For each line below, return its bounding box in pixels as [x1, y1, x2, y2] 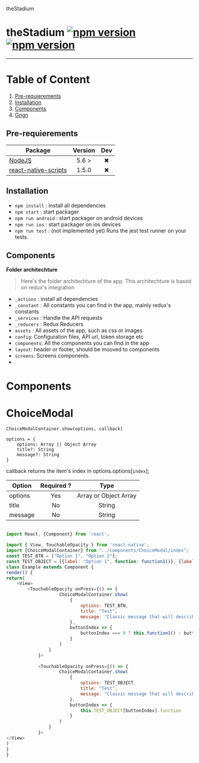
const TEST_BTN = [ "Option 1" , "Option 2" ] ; [6, 553, 118, 559]
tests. [14, 233, 28, 240]
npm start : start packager [14, 208, 79, 215]
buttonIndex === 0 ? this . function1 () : [80, 630, 182, 637]
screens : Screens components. [14, 352, 91, 360]
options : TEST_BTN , [80, 602, 129, 609]
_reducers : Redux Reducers [14, 320, 84, 328]
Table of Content [6, 73, 91, 87]
